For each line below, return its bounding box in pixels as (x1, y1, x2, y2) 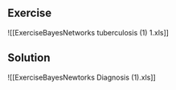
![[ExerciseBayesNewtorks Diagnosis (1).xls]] (7, 72, 156, 82)
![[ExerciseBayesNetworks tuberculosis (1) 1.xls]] (7, 27, 170, 37)
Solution (7, 51, 51, 65)
